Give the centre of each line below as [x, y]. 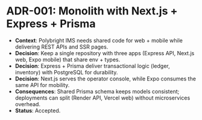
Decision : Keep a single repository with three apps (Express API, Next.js [105, 53]
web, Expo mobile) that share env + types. [68, 59]
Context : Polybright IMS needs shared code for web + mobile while [99, 40]
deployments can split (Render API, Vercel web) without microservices [103, 98]
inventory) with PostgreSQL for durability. [66, 72]
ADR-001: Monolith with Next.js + [92, 11]
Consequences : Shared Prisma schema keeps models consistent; [97, 91]
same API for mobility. [42, 85]
